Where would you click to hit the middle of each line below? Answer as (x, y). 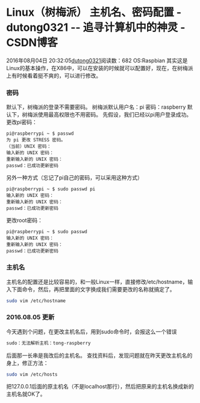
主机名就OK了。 (26, 394)
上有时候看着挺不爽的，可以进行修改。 (54, 76)
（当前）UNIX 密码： (29, 147)
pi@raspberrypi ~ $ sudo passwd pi (51, 189)
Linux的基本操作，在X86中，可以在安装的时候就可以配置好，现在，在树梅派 (100, 68)
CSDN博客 (32, 43)
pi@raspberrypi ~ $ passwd (40, 134)
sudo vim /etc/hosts (32, 374)
